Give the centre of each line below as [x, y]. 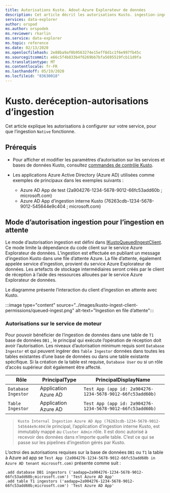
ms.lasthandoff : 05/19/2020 [35, 72]
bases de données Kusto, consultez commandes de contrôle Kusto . [83, 165]
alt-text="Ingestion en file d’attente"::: [115, 311]
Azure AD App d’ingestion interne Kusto [62, 201]
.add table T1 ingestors [31, 481]
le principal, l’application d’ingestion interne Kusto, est [104, 426]
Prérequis [21, 147]
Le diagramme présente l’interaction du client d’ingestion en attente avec [81, 290]
